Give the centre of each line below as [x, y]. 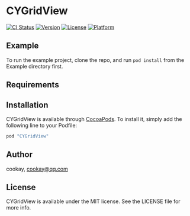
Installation [27, 105]
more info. [19, 208]
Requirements [33, 85]
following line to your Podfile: [42, 125]
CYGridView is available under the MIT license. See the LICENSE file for [93, 201]
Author [19, 155]
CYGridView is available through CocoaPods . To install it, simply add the [94, 119]
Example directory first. [35, 66]
